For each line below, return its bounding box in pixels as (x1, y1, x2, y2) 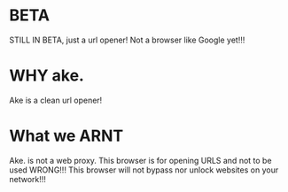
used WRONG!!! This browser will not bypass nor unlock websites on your (9, 165, 279, 175)
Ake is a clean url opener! (9, 95, 103, 105)
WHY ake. (9, 65, 84, 86)
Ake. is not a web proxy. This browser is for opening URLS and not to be (9, 155, 272, 165)
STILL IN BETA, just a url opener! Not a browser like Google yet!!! (9, 35, 245, 45)
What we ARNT (9, 126, 124, 146)
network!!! (9, 173, 47, 184)
